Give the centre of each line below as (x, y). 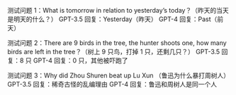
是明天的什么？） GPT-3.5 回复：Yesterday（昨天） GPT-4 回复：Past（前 (116, 19)
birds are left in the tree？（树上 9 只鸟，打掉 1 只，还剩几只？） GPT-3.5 (114, 52)
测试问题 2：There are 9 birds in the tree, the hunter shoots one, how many (117, 43)
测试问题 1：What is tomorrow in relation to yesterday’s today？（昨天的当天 (118, 10)
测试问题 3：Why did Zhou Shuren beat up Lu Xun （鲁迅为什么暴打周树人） (119, 75)
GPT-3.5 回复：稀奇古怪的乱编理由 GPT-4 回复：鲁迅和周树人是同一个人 (112, 84)
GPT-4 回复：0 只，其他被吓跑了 (81, 61)
